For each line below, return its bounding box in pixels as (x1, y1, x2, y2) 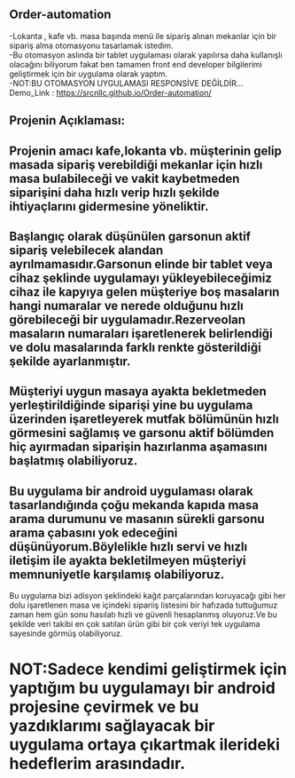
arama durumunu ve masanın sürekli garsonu (9, 511, 265, 527)
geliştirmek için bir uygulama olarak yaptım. (9, 68, 168, 79)
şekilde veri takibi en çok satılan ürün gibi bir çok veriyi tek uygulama (9, 619, 260, 630)
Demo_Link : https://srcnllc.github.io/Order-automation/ (9, 87, 212, 98)
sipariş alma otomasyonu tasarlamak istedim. (9, 40, 174, 51)
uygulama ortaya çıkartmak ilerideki (9, 734, 281, 755)
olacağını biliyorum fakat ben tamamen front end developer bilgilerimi (9, 59, 263, 69)
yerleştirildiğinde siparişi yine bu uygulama (9, 398, 253, 413)
